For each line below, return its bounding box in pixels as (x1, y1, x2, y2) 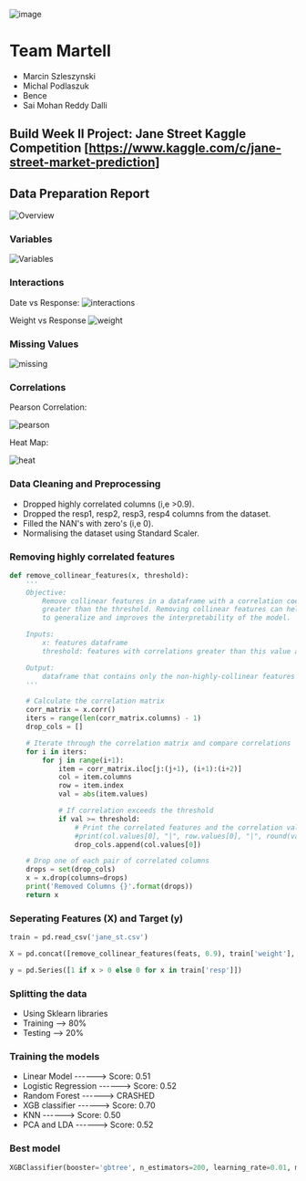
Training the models (9, 1050, 100, 1062)
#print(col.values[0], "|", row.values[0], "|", (74, 831, 262, 841)
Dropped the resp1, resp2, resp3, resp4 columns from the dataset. (22, 507, 271, 519)
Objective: (25, 588, 67, 597)
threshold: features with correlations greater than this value (42, 646, 291, 656)
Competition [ (9, 141, 89, 156)
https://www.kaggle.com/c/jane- (88, 141, 282, 156)
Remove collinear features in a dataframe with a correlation (42, 596, 283, 606)
